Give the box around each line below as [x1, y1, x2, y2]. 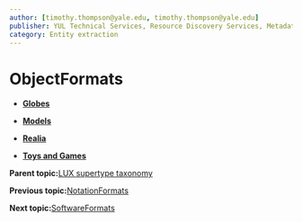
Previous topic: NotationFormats [9, 185, 129, 196]
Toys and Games [22, 150, 87, 162]
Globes [22, 98, 50, 109]
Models [22, 116, 52, 127]
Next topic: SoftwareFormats [9, 203, 115, 214]
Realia [22, 133, 47, 144]
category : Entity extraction [9, 30, 119, 39]
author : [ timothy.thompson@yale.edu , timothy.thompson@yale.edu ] [9, 13, 259, 22]
